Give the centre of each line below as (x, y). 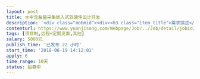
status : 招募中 (24, 67)
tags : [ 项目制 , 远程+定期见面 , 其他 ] (45, 34)
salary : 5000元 (24, 39)
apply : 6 (17, 56)
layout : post (22, 12)
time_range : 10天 (27, 61)
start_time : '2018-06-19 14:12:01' (50, 50)
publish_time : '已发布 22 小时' (44, 45)
